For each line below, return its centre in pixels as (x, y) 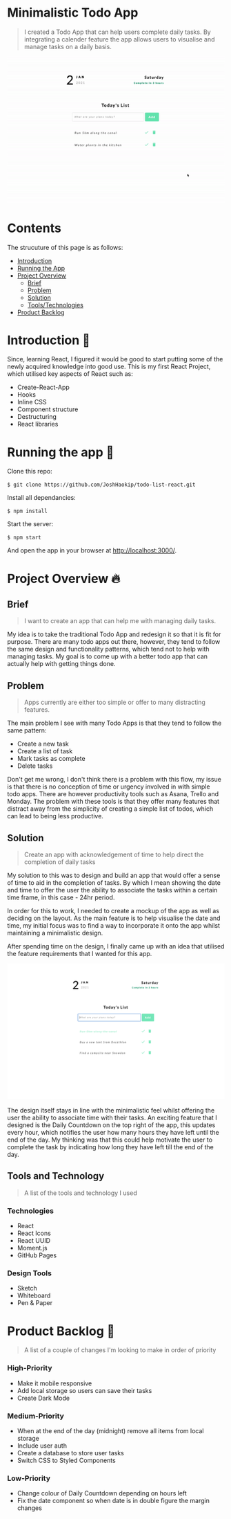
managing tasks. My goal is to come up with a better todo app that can (108, 656)
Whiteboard (34, 1295)
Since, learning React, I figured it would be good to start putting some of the (115, 359)
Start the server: (30, 524)
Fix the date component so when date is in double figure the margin (113, 1501)
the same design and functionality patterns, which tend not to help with (108, 649)
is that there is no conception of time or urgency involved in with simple (109, 787)
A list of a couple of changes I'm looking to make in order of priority (120, 1350)
